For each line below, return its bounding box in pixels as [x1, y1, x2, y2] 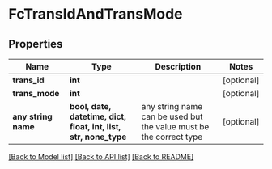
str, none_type [69, 131, 127, 142]
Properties [8, 37, 63, 51]
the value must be [141, 121, 210, 132]
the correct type [141, 131, 203, 142]
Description [155, 61, 202, 72]
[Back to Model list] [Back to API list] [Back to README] [8, 152, 194, 162]
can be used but [141, 111, 203, 122]
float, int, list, [69, 121, 121, 132]
